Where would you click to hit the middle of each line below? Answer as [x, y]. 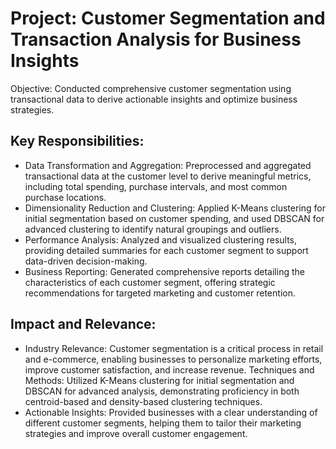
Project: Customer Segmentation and [168, 18]
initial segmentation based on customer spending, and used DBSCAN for [174, 218]
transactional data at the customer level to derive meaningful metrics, [168, 176]
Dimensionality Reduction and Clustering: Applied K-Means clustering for [175, 208]
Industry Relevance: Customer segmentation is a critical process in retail [174, 348]
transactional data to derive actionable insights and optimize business [154, 99]
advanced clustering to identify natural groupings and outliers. [153, 229]
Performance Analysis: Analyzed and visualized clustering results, [161, 239]
